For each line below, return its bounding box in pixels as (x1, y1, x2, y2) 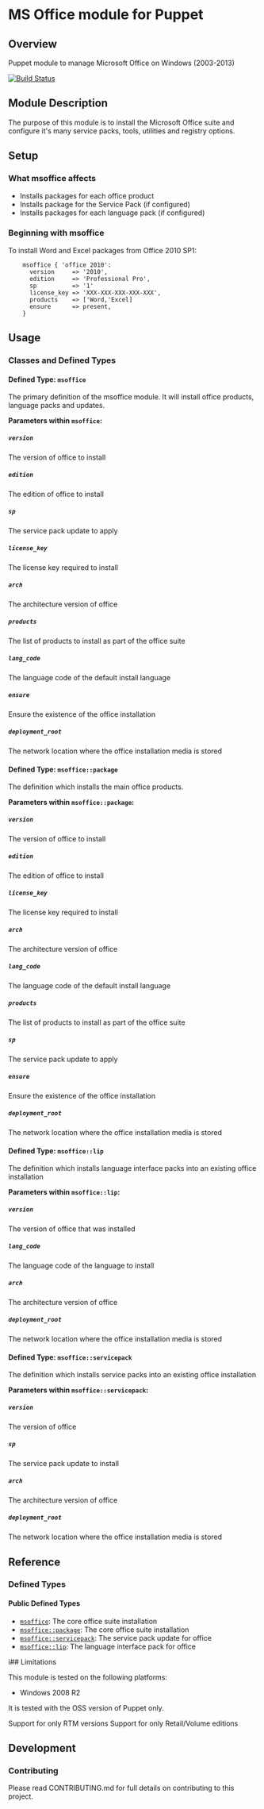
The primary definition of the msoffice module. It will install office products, (8, 392, 254, 402)
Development (8, 1742, 77, 1755)
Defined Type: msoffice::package (8, 764, 118, 774)
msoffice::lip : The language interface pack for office (19, 1642, 197, 1651)
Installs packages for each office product (19, 191, 155, 200)
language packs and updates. (8, 401, 105, 410)
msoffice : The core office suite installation (19, 1616, 158, 1626)
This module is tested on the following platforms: (8, 1672, 168, 1682)
